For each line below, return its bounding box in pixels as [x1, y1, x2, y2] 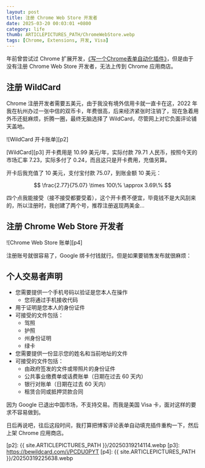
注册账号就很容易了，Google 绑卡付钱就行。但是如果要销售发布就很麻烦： [6, 251, 192, 259]
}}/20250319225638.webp [6, 455, 73, 462]
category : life [6, 26, 45, 32]
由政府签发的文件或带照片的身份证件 [24, 365, 116, 373]
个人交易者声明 [6, 272, 63, 282]
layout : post [6, 9, 40, 15]
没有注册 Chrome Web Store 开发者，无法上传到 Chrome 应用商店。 [6, 62, 177, 70]
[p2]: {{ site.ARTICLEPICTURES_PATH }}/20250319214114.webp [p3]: [6, 442, 180, 449]
